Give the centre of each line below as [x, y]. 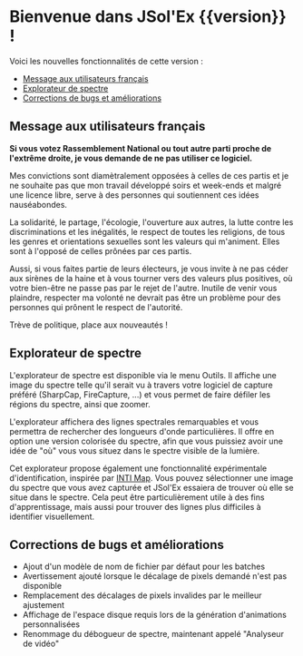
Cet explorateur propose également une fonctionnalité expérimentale [138, 468]
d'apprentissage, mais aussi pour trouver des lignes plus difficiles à [135, 506]
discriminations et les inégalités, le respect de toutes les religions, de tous [147, 231]
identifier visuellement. [52, 516]
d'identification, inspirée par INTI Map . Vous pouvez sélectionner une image [151, 477]
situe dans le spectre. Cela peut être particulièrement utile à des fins [137, 497]
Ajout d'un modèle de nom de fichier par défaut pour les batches [144, 567]
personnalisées [51, 624]
